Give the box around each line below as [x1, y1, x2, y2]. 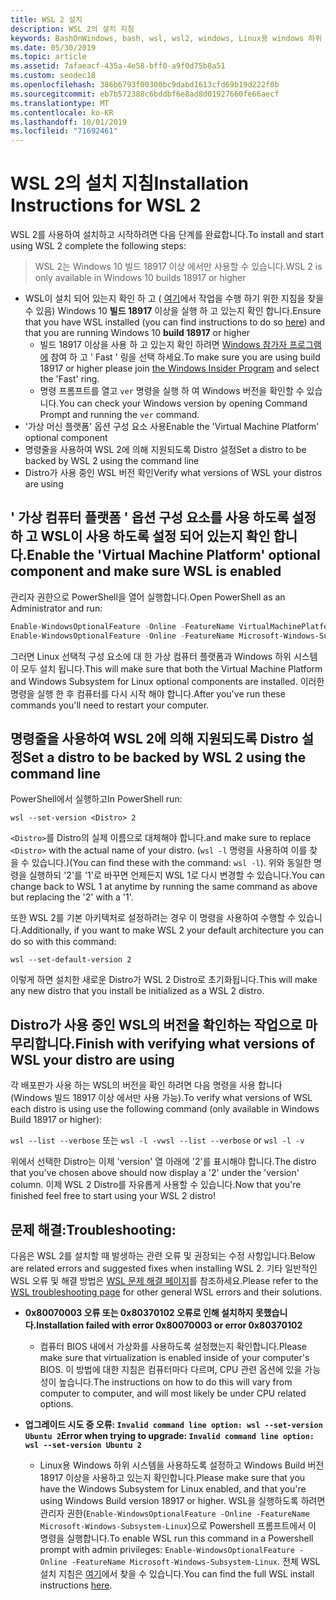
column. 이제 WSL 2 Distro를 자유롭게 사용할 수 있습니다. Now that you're [10, 1179, 302, 1191]
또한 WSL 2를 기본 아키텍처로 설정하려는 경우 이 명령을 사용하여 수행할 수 [10, 912, 297, 924]
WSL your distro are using [10, 1051, 175, 1068]
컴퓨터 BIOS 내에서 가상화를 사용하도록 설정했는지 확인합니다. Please [39, 1341, 307, 1353]
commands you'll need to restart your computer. [10, 699, 210, 711]
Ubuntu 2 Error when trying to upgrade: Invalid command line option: [24, 1430, 315, 1442]
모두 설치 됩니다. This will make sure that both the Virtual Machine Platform [20, 662, 323, 675]
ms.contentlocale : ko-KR [10, 107, 114, 118]
